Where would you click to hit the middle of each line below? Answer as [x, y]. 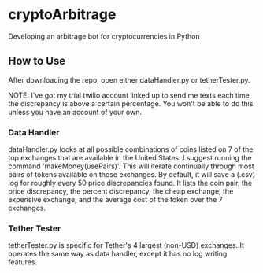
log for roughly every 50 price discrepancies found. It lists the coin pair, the [130, 183]
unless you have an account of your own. [75, 112]
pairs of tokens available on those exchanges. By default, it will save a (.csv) [132, 175]
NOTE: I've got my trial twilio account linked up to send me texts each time [129, 95]
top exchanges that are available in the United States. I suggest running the [130, 158]
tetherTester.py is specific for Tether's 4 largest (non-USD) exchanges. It [126, 245]
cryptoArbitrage [62, 15]
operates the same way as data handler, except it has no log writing [118, 254]
